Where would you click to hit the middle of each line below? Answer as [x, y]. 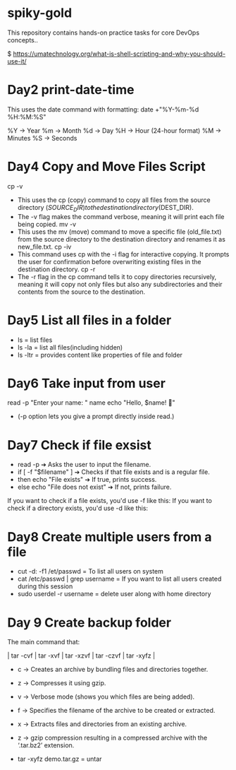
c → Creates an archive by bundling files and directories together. [113, 670]
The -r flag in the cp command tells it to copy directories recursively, [117, 276]
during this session [45, 586]
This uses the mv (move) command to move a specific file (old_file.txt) [119, 232]
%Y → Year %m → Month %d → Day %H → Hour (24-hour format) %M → [114, 130]
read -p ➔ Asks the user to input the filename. [84, 465]
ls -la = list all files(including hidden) [70, 347]
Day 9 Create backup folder [89, 622]
